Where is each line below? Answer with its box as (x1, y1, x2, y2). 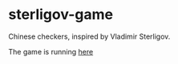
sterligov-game (8, 6, 114, 24)
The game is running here (8, 47, 94, 56)
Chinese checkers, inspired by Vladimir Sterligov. (8, 32, 171, 41)
